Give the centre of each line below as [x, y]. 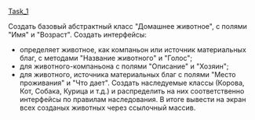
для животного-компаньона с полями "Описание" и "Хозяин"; [124, 66]
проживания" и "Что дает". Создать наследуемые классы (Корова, [132, 83]
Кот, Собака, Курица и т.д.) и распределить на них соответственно [132, 91]
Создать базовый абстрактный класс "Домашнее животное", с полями [127, 26]
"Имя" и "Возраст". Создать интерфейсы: [78, 35]
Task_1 [18, 11]
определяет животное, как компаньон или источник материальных [133, 49]
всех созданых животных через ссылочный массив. [107, 108]
